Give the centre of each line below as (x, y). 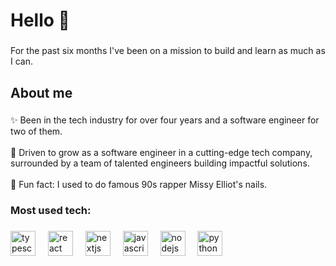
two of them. (36, 131)
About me (41, 92)
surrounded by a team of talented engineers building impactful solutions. (160, 163)
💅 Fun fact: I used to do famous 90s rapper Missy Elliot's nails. (139, 185)
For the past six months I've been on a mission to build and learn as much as (168, 51)
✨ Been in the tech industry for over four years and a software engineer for (165, 120)
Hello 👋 (40, 20)
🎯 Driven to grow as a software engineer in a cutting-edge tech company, (161, 153)
